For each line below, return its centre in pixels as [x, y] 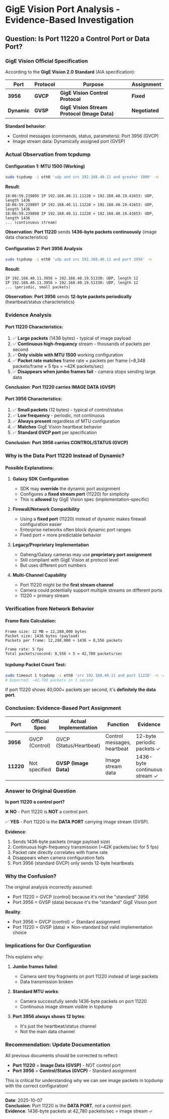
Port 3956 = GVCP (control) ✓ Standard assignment [66, 922]
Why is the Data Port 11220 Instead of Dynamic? [65, 456]
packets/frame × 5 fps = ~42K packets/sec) [58, 366]
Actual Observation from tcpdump [48, 154]
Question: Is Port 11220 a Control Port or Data [77, 39]
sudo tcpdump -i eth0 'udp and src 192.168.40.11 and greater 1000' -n [82, 177]
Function [118, 724]
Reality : [13, 912]
